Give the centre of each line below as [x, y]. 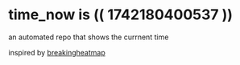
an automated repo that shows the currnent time [89, 37]
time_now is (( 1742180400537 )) [121, 15]
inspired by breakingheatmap [57, 52]
